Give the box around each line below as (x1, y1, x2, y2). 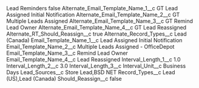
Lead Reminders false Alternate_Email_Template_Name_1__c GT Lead (6, 5, 178, 11)
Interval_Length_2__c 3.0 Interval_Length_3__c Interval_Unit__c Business (6, 62, 186, 69)
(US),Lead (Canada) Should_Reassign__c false (6, 75, 123, 82)
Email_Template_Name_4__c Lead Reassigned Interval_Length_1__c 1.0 (6, 56, 181, 63)
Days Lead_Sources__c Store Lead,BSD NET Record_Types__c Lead (6, 69, 175, 76)
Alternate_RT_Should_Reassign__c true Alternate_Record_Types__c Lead (6, 30, 187, 37)
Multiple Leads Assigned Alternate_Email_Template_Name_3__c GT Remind (6, 17, 193, 25)
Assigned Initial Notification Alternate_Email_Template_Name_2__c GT (6, 11, 180, 18)
